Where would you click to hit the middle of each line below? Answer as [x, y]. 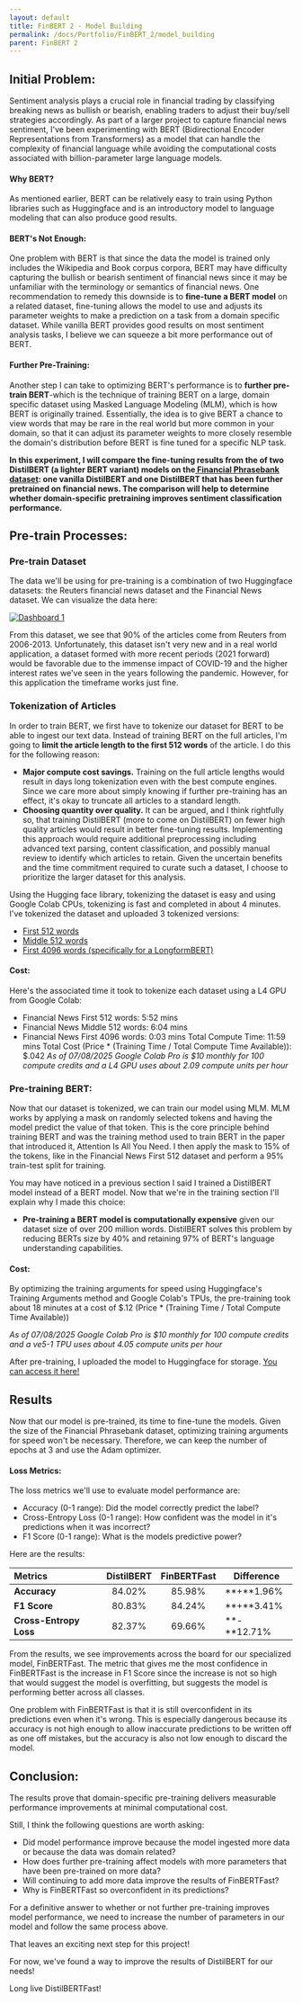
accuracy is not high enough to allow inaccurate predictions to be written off [151, 1729]
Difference [257, 1577]
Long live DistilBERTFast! [55, 1989]
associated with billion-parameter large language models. [116, 158]
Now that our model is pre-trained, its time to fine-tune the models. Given [145, 1421]
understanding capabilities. [73, 1248]
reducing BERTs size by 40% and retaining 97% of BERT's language [148, 1238]
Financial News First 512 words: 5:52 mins [100, 1017]
